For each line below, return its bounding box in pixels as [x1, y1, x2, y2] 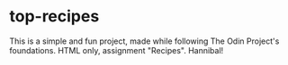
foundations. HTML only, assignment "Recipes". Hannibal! [9, 45, 224, 55]
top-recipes [9, 6, 100, 27]
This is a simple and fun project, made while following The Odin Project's [9, 36, 280, 46]
